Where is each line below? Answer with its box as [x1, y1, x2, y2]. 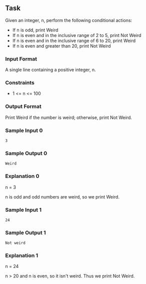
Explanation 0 [5, 172, 39, 179]
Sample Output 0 [5, 149, 47, 156]
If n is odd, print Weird [12, 27, 58, 33]
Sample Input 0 [5, 127, 43, 134]
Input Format [5, 55, 37, 62]
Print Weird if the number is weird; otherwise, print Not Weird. [5, 114, 132, 120]
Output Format [5, 103, 41, 110]
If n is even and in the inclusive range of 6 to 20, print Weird [12, 37, 136, 43]
